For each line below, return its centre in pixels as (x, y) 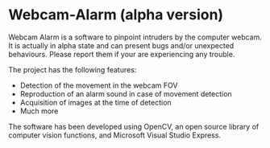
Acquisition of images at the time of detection (96, 102)
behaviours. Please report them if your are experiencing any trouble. (122, 54)
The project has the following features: (73, 69)
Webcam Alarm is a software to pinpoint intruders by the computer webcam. (135, 37)
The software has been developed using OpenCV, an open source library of (134, 126)
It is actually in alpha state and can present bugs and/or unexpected (121, 45)
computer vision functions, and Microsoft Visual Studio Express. (115, 135)
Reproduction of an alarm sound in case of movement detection (126, 93)
